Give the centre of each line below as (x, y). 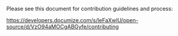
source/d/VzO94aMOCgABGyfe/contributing (62, 27)
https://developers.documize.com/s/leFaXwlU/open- (72, 20)
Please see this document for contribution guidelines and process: (90, 9)
